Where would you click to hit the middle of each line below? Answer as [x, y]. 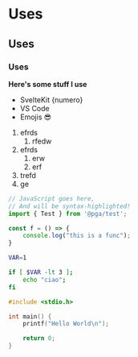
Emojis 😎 [36, 117]
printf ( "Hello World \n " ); [66, 324]
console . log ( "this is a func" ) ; [77, 236]
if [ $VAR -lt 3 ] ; [41, 272]
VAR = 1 [17, 258]
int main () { [30, 316]
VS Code [34, 108]
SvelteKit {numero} [51, 100]
